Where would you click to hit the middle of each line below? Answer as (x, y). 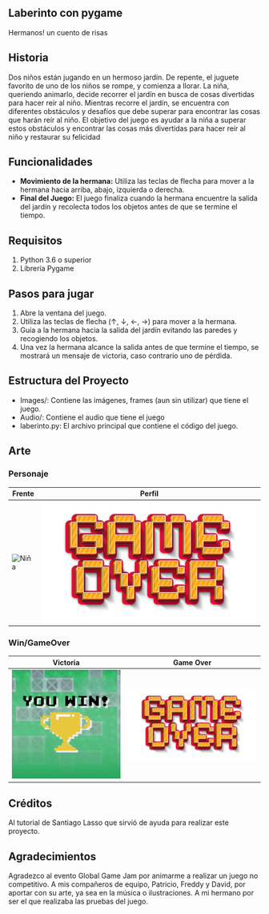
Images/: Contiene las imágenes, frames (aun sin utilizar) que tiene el (134, 400)
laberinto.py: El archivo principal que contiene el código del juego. (129, 425)
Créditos (30, 803)
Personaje (28, 474)
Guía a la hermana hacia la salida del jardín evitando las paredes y (128, 330)
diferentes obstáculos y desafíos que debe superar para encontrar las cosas (134, 111)
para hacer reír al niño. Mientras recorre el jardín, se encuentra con (119, 103)
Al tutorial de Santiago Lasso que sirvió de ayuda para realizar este (119, 823)
